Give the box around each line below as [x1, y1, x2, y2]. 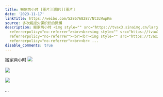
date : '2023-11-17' [5, 12, 45, 16]
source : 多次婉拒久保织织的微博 [5, 20, 63, 26]
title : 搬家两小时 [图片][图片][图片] [5, 7, 76, 12]
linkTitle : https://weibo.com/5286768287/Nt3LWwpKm [5, 16, 112, 21]
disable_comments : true [5, 43, 53, 48]
